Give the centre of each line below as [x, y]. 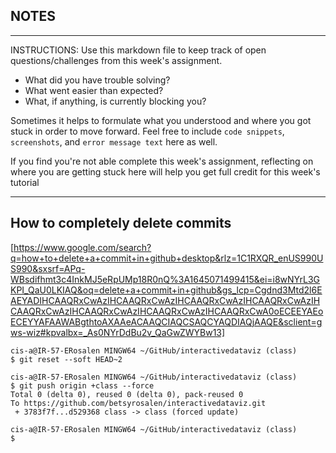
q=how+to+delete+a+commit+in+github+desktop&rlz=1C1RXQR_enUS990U [167, 258]
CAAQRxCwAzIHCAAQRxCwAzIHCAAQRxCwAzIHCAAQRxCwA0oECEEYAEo [167, 311]
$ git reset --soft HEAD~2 [66, 359]
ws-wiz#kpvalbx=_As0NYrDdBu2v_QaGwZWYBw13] [118, 332]
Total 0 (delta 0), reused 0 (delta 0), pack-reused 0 [127, 394]
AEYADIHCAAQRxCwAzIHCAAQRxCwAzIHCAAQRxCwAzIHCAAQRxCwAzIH [165, 300]
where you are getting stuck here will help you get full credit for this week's [165, 171]
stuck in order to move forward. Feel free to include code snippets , [147, 131]
